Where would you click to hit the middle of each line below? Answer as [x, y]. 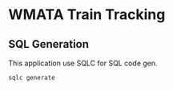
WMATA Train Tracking [87, 15]
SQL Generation [49, 44]
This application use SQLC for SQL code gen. [83, 63]
